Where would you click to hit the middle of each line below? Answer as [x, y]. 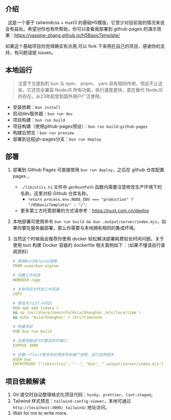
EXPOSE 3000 [25, 345]
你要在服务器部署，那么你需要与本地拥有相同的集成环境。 [78, 228]
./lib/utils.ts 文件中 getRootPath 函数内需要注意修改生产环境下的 [91, 187]
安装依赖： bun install [36, 107]
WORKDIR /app [27, 280]
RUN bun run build [32, 332]
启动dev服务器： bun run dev [43, 113]
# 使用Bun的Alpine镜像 [35, 261]
